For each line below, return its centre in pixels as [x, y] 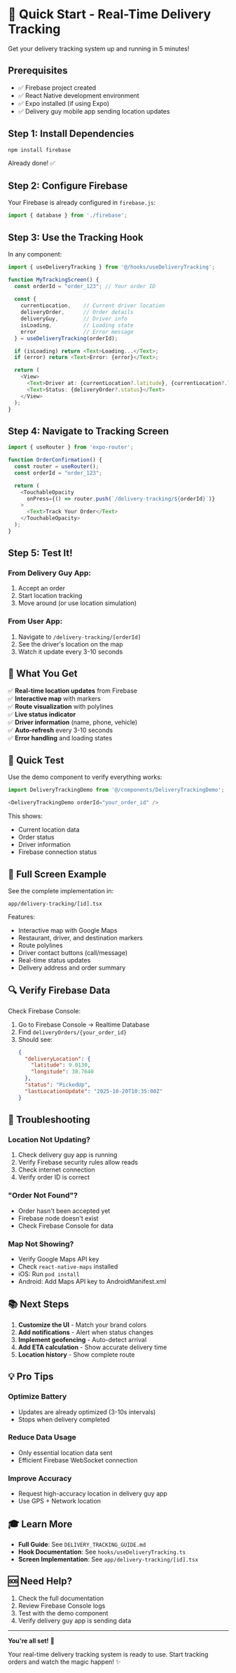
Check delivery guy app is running [68, 1155]
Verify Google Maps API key [58, 1259]
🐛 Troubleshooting [49, 1120]
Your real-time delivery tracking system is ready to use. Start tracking [108, 1654]
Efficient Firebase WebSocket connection [78, 1460]
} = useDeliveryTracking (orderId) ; [66, 338]
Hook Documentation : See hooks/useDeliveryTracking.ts [102, 1552]
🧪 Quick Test [36, 760]
